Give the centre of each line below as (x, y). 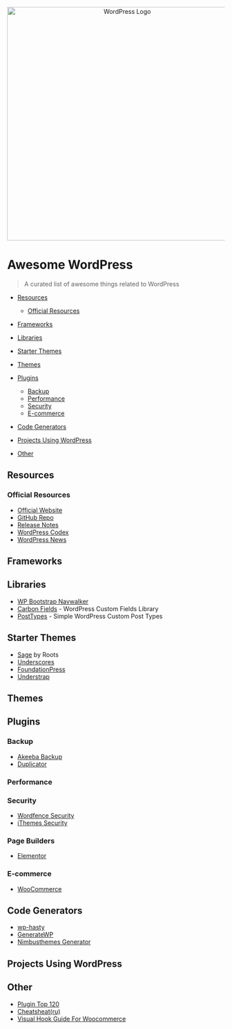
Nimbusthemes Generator (54, 942)
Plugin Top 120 (38, 1004)
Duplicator (32, 764)
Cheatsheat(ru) (39, 1011)
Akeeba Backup (40, 756)
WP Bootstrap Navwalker (53, 601)
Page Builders (31, 841)
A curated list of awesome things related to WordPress (101, 284)
